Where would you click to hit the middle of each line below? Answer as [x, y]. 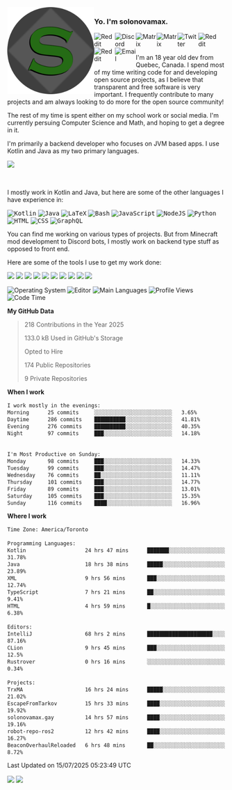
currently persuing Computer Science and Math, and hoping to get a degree [116, 123]
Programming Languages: [42, 544]
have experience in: [35, 200]
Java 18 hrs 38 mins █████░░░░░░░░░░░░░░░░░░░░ [116, 564]
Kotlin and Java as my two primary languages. [73, 151]
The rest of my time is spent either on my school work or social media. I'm [113, 116]
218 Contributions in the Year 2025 [74, 325]
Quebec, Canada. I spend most [180, 65]
